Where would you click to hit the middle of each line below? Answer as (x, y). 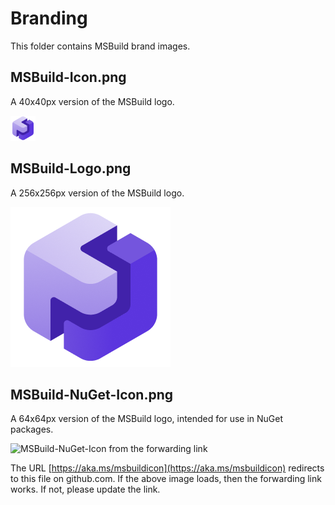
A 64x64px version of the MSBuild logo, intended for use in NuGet (147, 419)
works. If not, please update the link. (85, 489)
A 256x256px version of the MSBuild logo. (97, 193)
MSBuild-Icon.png (68, 77)
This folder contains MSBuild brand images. (100, 46)
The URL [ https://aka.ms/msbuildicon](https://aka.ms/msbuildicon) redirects (167, 468)
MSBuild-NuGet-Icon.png (92, 394)
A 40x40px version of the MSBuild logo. (92, 101)
